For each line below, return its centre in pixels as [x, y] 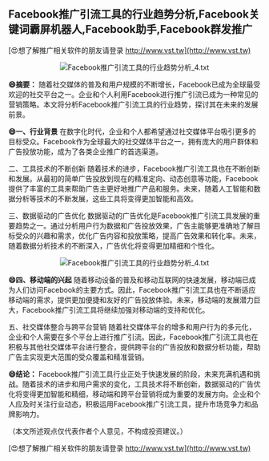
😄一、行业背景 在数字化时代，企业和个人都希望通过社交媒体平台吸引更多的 [132, 131]
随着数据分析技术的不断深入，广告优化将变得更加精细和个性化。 [113, 245]
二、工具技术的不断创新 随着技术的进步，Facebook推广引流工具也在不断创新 [134, 168]
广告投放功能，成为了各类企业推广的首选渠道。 [85, 152]
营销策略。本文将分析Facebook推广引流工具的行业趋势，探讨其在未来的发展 [133, 104]
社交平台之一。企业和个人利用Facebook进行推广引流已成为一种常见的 [144, 94]
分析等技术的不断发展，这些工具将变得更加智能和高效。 [106, 198]
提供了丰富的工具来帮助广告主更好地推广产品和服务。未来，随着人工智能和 [131, 188]
